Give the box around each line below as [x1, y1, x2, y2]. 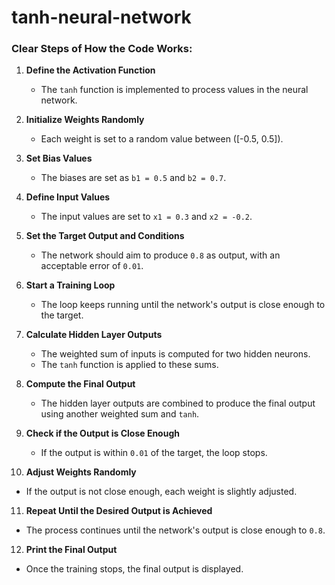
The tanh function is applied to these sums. [40, 359, 219, 371]
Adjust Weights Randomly [25, 466, 137, 478]
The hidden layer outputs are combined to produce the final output [40, 397, 316, 410]
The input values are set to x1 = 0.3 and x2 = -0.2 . [40, 211, 253, 223]
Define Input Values [25, 191, 111, 203]
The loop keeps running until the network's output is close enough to [40, 299, 326, 311]
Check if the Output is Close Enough [25, 427, 180, 440]
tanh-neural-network [11, 6, 192, 29]
